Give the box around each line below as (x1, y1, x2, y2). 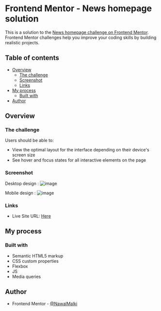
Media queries (12, 274, 41, 279)
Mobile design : (5, 190, 36, 196)
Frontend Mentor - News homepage (5, 3, 152, 14)
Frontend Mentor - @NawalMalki (12, 300, 78, 307)
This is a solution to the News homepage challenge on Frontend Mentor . (5, 29, 149, 35)
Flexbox (12, 263, 28, 269)
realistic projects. (5, 39, 40, 45)
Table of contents (5, 54, 59, 62)
